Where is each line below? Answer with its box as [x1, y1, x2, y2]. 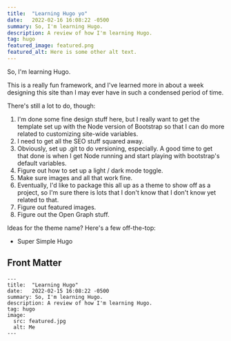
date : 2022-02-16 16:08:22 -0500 [7, 17, 110, 23]
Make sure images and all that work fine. [17, 173, 133, 182]
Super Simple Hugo [17, 237, 73, 245]
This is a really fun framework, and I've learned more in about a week [7, 81, 204, 89]
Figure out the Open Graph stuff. [17, 210, 110, 218]
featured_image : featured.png [7, 42, 94, 49]
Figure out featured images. [17, 203, 97, 211]
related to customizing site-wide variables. [17, 129, 139, 138]
